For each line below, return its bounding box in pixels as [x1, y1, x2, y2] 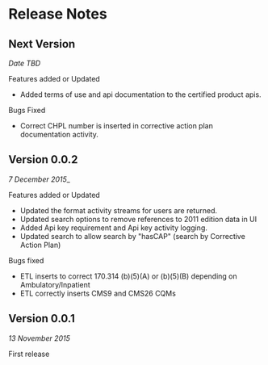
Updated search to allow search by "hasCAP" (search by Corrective [19, 231, 246, 241]
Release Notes [8, 5, 107, 23]
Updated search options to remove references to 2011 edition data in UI [19, 214, 258, 224]
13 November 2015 [8, 333, 71, 343]
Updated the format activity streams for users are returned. [19, 205, 218, 215]
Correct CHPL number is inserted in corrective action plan [19, 121, 214, 130]
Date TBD [8, 58, 41, 68]
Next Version [8, 37, 76, 51]
